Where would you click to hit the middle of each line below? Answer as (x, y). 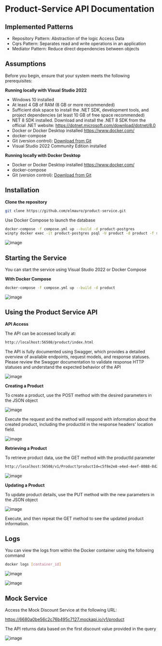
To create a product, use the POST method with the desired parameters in (78, 395)
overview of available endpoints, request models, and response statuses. (78, 357)
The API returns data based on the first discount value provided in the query (81, 629)
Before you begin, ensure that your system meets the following (67, 76)
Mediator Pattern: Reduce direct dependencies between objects (76, 49)
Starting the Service (36, 258)
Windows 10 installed (33, 99)
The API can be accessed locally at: (40, 333)
